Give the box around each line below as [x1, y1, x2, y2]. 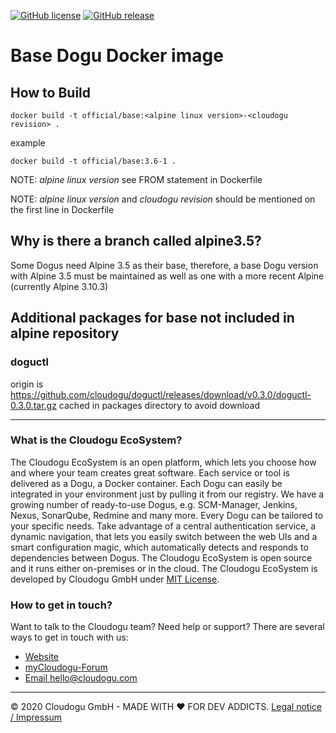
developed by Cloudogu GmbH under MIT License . [10, 573, 220, 585]
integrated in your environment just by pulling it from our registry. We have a [10, 488, 325, 500]
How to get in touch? [10, 598, 113, 612]
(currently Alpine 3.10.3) [10, 280, 109, 292]
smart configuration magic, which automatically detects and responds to [10, 541, 309, 553]
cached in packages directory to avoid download [58, 399, 261, 411]
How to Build [10, 84, 92, 101]
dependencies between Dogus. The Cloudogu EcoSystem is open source [10, 551, 313, 564]
